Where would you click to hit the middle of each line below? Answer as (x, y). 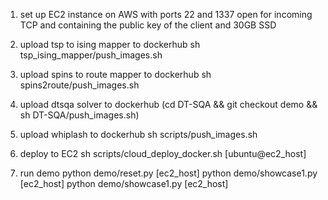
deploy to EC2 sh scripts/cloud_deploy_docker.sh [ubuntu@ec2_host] (163, 153)
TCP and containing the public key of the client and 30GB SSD (148, 25)
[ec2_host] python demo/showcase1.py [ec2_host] (124, 183)
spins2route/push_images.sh (79, 85)
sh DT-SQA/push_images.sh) (79, 115)
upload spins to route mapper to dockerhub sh (115, 74)
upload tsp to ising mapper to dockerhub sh (110, 44)
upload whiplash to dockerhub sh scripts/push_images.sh (138, 134)
